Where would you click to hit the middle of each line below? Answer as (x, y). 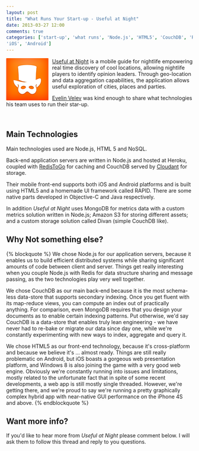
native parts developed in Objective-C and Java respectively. (81, 197)
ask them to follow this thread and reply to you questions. (76, 442)
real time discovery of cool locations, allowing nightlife (119, 68)
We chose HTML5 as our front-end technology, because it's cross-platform (98, 346)
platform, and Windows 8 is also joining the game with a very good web (93, 365)
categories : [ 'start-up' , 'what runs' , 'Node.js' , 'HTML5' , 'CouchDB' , (96, 38)
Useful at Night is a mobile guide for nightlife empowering (123, 61)
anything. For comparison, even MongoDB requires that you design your (94, 309)
